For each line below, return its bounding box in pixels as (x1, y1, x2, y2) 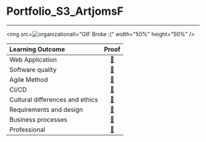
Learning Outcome (9, 45, 66, 53)
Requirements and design (9, 105, 83, 114)
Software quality (9, 65, 57, 74)
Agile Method (9, 75, 48, 84)
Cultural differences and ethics (9, 95, 98, 104)
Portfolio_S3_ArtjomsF (6, 4, 124, 18)
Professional (9, 125, 46, 133)
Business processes (9, 115, 67, 124)
